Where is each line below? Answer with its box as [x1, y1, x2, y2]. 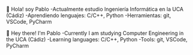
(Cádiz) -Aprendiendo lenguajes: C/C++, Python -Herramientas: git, [6, 12, 172, 19]
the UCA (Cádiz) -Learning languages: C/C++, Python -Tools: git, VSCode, [6, 36, 188, 43]
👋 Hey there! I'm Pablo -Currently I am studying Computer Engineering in [6, 30, 184, 37]
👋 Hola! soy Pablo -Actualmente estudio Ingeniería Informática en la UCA [6, 6, 184, 12]
